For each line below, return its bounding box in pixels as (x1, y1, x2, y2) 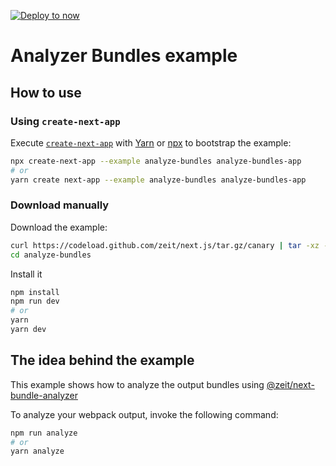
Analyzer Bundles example (10, 45, 238, 67)
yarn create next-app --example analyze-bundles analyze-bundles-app (10, 175, 307, 185)
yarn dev (10, 325, 47, 335)
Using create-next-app (10, 114, 121, 128)
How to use (10, 84, 82, 101)
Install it (10, 268, 43, 280)
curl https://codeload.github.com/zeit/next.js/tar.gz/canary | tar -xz (10, 240, 320, 250)
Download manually (10, 198, 110, 212)
